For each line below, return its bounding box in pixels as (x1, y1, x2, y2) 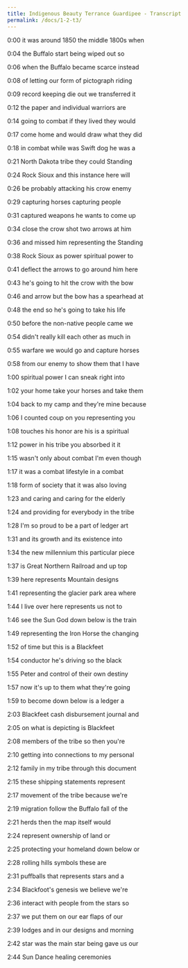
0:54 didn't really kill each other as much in (7, 332, 130, 341)
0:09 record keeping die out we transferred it (7, 90, 136, 98)
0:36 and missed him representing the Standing (7, 238, 144, 246)
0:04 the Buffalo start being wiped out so (7, 49, 125, 58)
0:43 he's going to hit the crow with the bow (7, 278, 134, 287)
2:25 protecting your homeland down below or (7, 845, 140, 853)
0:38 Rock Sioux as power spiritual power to (7, 251, 134, 260)
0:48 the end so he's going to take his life (7, 306, 126, 314)
